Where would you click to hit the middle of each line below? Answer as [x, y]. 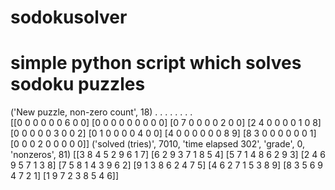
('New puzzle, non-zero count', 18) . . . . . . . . [101, 112]
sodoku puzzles [78, 84]
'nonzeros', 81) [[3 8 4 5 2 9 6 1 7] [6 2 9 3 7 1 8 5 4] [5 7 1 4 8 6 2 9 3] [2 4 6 [168, 155]
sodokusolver [69, 17]
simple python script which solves [156, 63]
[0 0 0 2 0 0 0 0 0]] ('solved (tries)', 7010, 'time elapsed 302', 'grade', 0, [157, 144]
